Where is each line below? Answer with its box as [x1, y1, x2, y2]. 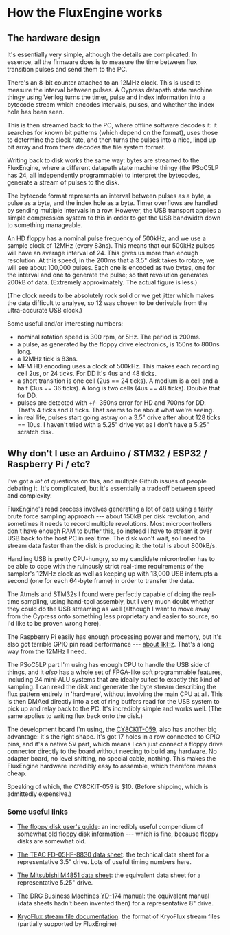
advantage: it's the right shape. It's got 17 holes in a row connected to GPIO [7, 732, 221, 741]
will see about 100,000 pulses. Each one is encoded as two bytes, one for [7, 264, 216, 271]
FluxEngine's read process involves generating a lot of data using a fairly [7, 505, 213, 513]
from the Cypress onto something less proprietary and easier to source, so [7, 611, 218, 620]
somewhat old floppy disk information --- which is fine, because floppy [16, 830, 219, 838]
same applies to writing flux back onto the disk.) [7, 711, 143, 720]
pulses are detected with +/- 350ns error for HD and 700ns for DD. [16, 399, 206, 407]
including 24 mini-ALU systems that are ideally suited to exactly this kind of [7, 675, 220, 683]
